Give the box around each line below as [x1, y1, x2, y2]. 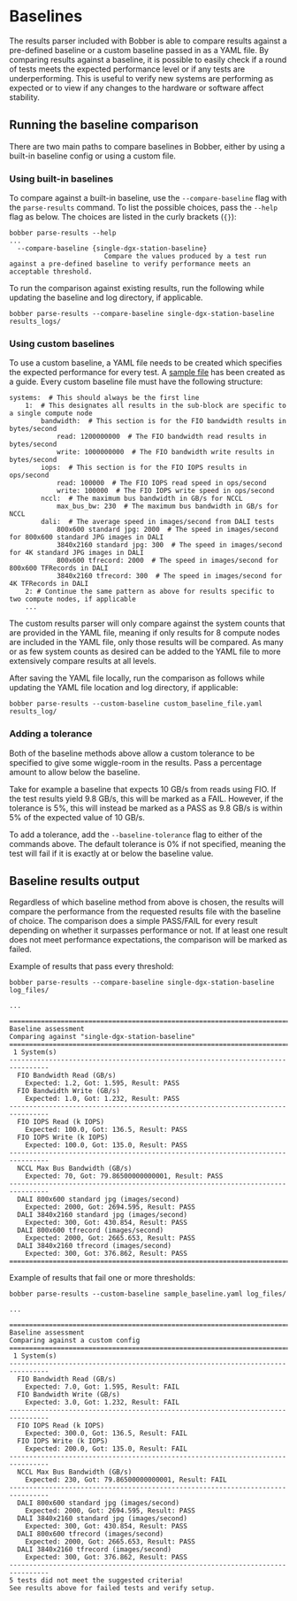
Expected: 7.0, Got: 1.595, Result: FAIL [25, 1382, 179, 1391]
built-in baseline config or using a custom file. [9, 150, 177, 161]
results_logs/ [9, 317, 62, 327]
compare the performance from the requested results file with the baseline [9, 906, 281, 917]
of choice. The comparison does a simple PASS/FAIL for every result [9, 916, 258, 927]
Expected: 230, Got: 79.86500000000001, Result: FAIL [25, 1475, 227, 1484]
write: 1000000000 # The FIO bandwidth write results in [56, 448, 275, 457]
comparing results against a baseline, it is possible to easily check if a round [9, 54, 287, 65]
